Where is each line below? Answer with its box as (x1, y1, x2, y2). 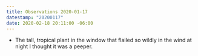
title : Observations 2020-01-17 (6, 8, 88, 15)
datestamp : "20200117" (6, 14, 64, 20)
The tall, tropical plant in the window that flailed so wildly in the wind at (15, 37, 192, 44)
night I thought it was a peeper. (15, 43, 93, 50)
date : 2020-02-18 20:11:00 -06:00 (6, 20, 94, 26)
